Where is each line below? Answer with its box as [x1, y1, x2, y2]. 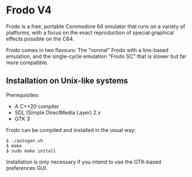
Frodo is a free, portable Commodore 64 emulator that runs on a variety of [6, 23, 186, 30]
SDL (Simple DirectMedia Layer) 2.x [14, 109, 101, 116]
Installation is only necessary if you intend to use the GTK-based [6, 158, 162, 165]
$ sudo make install [6, 148, 57, 154]
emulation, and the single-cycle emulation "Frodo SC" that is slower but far [6, 53, 187, 60]
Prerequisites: [6, 91, 40, 98]
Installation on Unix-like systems [6, 76, 128, 86]
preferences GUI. [6, 164, 48, 171]
